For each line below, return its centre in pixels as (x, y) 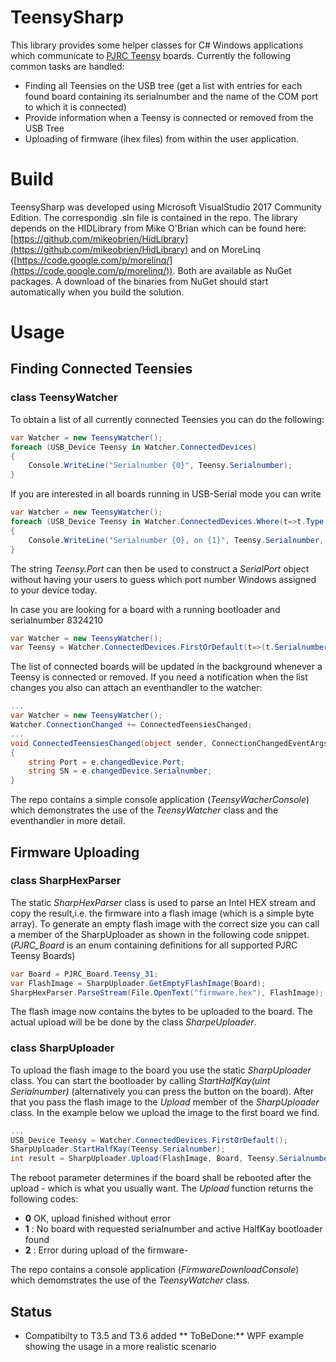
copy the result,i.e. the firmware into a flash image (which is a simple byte (162, 913)
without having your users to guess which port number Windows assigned (163, 579)
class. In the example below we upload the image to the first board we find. (165, 1112)
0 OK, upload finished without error (98, 1218)
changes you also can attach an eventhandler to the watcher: (136, 688)
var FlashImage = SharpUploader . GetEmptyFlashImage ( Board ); (138, 983)
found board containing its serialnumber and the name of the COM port (171, 96)
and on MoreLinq (225, 249)
